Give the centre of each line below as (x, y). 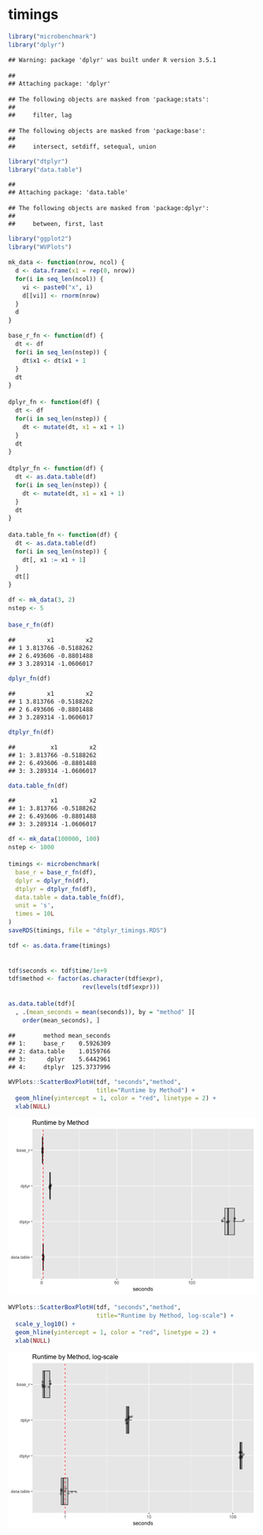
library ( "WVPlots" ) (40, 247)
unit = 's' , (35, 906)
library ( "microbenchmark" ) (52, 36)
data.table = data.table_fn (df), (70, 897)
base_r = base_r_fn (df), (56, 872)
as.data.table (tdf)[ (42, 1004)
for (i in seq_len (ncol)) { (59, 279)
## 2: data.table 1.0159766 (59, 1051)
